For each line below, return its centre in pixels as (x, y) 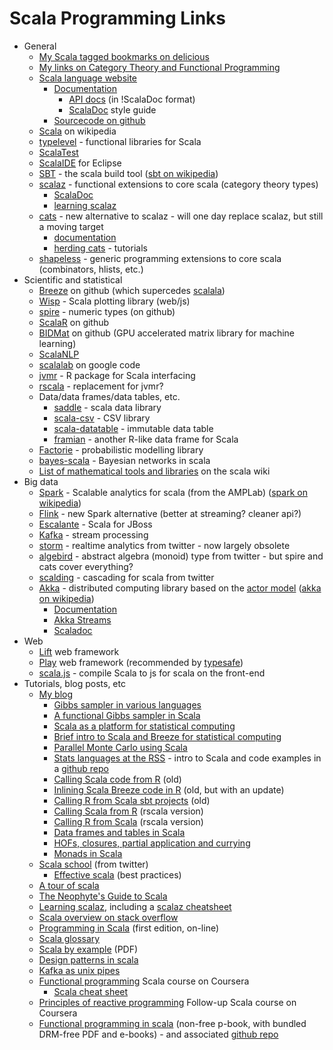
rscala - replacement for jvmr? (101, 386)
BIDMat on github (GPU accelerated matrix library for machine (167, 333)
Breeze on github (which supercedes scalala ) (132, 290)
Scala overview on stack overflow (108, 917)
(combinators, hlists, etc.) (91, 269)
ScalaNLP (59, 354)
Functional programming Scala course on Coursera (144, 981)
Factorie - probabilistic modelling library (121, 449)
